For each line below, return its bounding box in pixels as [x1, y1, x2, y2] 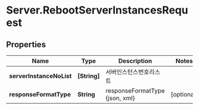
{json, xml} [105, 94, 135, 102]
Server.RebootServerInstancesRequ [6, 4, 188, 17]
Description [118, 57, 152, 65]
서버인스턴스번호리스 [105, 68, 161, 76]
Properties [6, 39, 46, 49]
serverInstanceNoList [9, 72, 72, 80]
